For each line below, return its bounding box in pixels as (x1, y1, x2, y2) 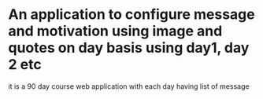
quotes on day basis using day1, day (8, 39, 250, 57)
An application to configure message (8, 5, 255, 24)
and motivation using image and (8, 22, 223, 40)
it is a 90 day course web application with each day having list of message (8, 81, 250, 91)
